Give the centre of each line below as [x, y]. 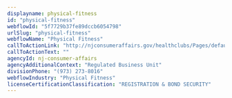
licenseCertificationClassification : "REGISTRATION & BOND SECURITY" [109, 84]
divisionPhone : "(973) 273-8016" [55, 71]
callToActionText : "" [38, 52]
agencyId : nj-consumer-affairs [52, 59]
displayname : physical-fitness [52, 13]
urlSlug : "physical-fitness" [49, 33]
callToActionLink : [33, 46]
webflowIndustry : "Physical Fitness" [61, 78]
